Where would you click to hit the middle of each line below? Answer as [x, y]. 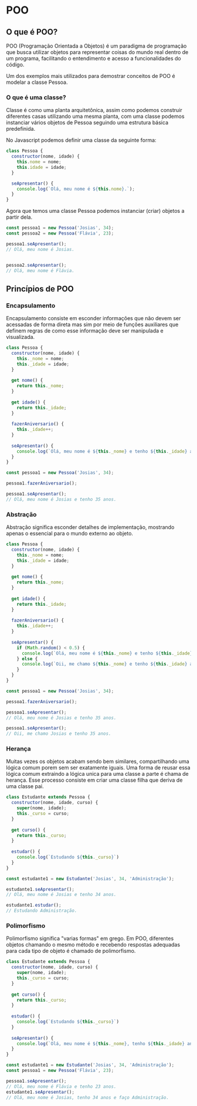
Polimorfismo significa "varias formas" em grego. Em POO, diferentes [90, 938]
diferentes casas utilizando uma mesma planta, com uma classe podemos [95, 116]
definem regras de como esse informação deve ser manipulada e [85, 331]
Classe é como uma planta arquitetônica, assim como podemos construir [94, 110]
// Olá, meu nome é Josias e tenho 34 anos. [61, 895]
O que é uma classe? [36, 97]
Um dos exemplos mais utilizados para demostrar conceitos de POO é [91, 76]
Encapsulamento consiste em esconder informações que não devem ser [94, 318]
